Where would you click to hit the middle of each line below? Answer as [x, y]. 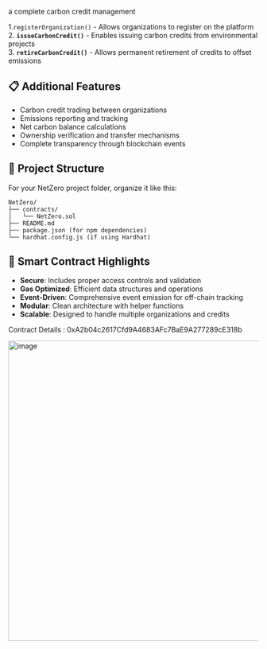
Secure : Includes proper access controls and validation [110, 281]
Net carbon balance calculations [73, 126]
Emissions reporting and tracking [74, 118]
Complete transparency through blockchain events [103, 143]
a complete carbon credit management [72, 12]
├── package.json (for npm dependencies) [78, 230]
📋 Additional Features [65, 87]
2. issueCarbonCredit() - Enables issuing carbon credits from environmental [133, 35]
